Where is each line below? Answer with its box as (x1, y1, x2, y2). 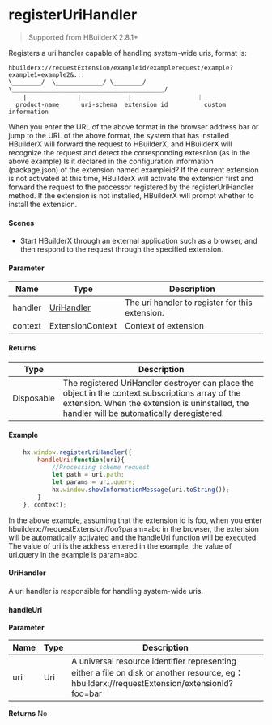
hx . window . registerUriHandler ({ (23, 447, 132, 456)
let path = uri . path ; (51, 471, 125, 479)
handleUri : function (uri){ (37, 456, 125, 464)
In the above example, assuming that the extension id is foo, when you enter (8, 515, 263, 525)
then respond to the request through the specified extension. (19, 244, 224, 254)
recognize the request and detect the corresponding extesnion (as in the (8, 147, 251, 157)
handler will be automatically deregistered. (62, 407, 224, 418)
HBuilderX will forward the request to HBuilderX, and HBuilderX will (8, 139, 232, 149)
